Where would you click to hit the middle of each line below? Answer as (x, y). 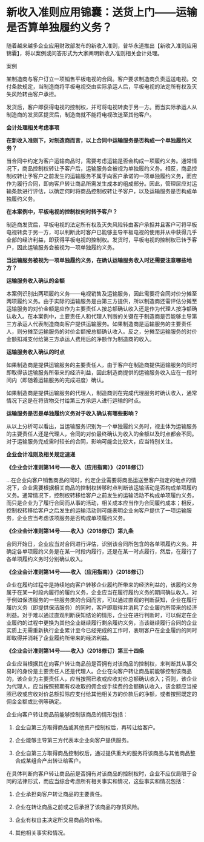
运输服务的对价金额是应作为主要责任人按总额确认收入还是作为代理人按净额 (99, 308)
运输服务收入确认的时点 (35, 352)
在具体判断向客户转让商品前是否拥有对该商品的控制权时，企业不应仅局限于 (99, 773)
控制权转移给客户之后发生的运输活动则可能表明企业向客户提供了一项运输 (96, 510)
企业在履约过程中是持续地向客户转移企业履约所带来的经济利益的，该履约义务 (102, 584)
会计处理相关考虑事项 (33, 127)
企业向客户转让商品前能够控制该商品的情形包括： (67, 714)
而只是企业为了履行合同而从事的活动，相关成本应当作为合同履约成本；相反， (102, 503)
